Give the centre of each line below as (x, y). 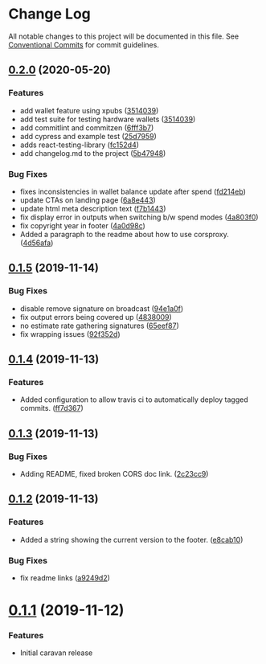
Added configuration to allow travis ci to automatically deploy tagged (134, 400)
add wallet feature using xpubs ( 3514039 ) (89, 110)
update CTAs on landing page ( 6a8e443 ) (88, 200)
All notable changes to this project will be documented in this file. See (124, 36)
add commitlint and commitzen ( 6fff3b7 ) (87, 127)
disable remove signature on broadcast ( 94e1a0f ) (102, 308)
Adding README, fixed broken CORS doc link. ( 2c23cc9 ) (114, 473)
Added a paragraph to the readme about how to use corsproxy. (124, 234)
